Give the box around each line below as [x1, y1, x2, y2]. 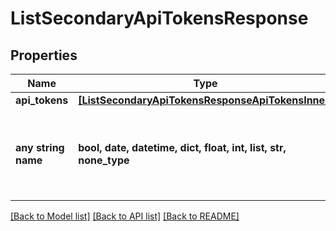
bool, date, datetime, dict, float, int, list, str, [78, 141, 287, 154]
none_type [78, 153, 130, 167]
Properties [10, 47, 78, 64]
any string [15, 141, 65, 154]
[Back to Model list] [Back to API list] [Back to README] [10, 210, 240, 222]
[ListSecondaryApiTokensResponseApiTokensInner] [78, 93, 333, 107]
